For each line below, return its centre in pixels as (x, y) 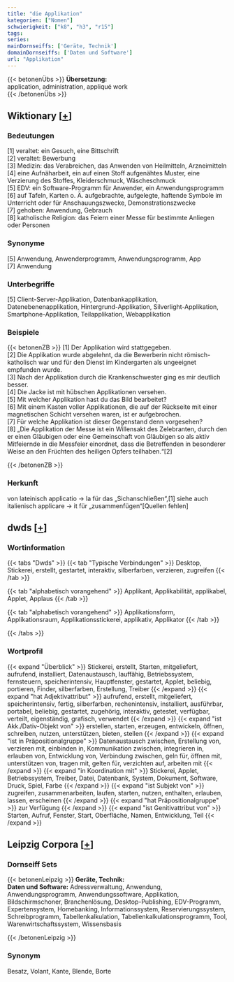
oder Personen (29, 225)
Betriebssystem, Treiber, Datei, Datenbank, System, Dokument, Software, (112, 778)
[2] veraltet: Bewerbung (41, 159)
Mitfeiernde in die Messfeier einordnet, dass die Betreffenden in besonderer (116, 444)
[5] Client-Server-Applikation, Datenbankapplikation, (83, 299)
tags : (15, 33)
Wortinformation (36, 547)
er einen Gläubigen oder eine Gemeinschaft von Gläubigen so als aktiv (108, 437)
